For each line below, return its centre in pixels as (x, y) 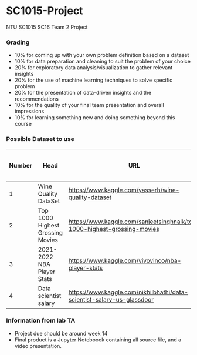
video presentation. (38, 346)
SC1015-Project (45, 11)
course (23, 124)
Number (21, 165)
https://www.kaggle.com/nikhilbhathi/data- (128, 292)
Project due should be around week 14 (61, 333)
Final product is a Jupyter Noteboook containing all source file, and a (98, 340)
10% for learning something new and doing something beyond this (95, 118)
